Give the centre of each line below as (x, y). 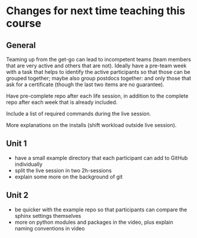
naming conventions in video (50, 228)
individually (29, 164)
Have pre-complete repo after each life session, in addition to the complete (97, 96)
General (21, 45)
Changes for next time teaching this (96, 11)
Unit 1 (17, 144)
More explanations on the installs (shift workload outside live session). (91, 125)
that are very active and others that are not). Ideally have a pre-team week (96, 66)
